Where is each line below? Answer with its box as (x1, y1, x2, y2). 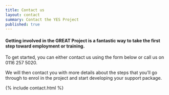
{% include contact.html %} (5, 85, 64, 91)
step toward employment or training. (5, 43, 85, 49)
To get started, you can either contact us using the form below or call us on (5, 54, 164, 60)
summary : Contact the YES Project (5, 17, 79, 22)
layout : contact (5, 12, 40, 17)
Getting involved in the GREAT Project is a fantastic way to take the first (5, 37, 160, 43)
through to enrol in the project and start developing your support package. (5, 75, 162, 81)
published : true (5, 21, 40, 27)
